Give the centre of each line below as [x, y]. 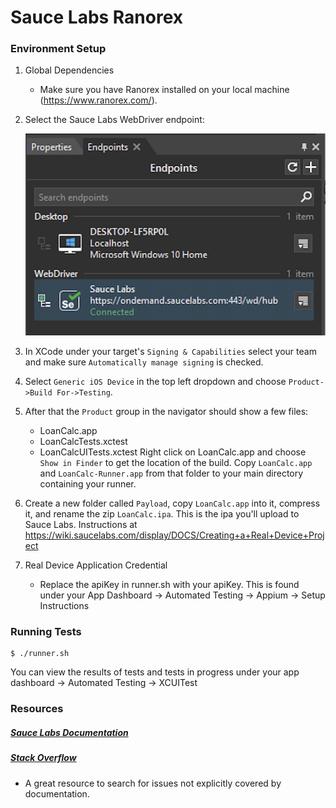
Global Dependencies [69, 70]
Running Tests [46, 631]
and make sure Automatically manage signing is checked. [144, 362]
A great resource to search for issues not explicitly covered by [153, 783]
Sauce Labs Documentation [69, 732]
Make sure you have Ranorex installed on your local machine [164, 90]
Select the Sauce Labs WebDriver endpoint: [114, 120]
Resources [37, 709]
